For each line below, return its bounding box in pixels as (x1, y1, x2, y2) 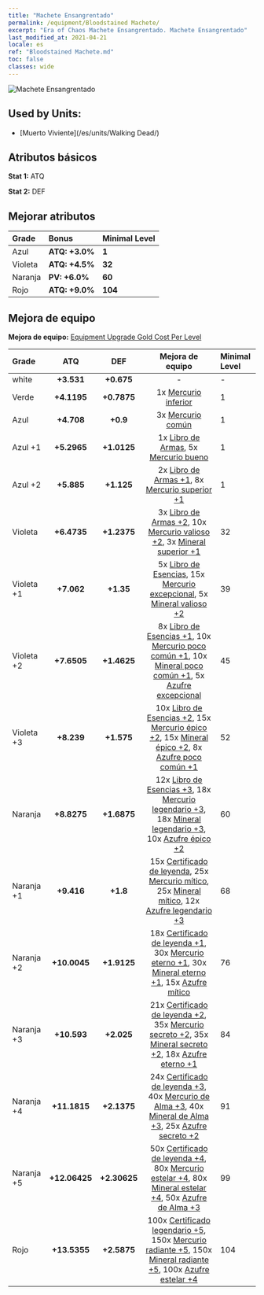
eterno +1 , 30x (151, 957, 207, 968)
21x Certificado (149, 1000, 208, 1010)
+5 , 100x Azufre (148, 1264, 210, 1275)
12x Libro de (155, 774, 203, 785)
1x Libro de (158, 432, 200, 443)
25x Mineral (156, 886, 202, 896)
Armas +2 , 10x (151, 517, 207, 527)
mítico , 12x (158, 895, 200, 906)
